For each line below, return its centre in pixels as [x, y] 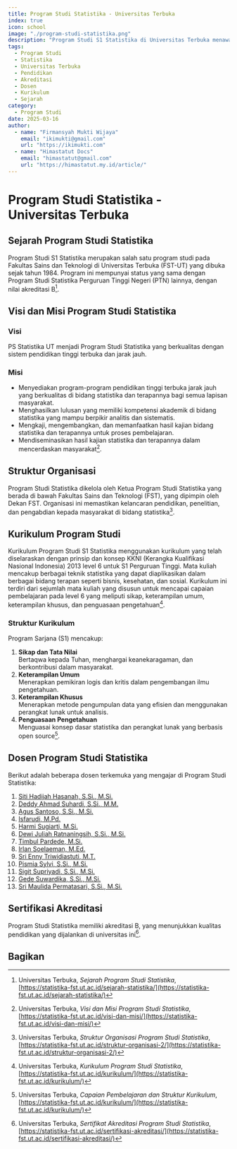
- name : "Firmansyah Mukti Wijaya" [66, 132]
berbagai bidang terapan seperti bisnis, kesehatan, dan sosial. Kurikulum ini [117, 581]
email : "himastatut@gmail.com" [66, 159]
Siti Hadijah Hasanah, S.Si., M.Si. [65, 796]
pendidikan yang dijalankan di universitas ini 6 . [75, 934]
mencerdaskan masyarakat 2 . [60, 448]
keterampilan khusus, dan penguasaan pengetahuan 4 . [87, 604]
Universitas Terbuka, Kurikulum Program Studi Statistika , [101, 1066]
